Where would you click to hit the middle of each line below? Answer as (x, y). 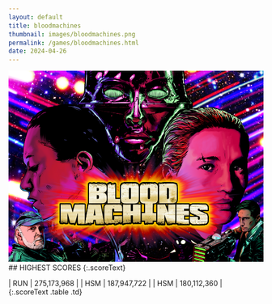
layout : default (36, 17)
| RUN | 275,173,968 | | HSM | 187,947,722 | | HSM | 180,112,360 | (115, 284)
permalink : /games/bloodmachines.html (74, 43)
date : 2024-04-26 (38, 51)
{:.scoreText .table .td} (45, 292)
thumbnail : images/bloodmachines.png (72, 34)
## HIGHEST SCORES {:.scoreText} (67, 268)
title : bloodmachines (45, 25)
